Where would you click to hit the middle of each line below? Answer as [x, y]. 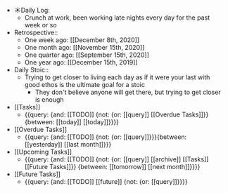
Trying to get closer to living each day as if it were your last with [117, 77]
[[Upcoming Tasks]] [43, 152]
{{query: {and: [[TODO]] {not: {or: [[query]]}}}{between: [106, 137]
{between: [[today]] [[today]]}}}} [72, 122]
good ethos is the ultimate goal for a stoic [85, 85]
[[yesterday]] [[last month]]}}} [68, 144]
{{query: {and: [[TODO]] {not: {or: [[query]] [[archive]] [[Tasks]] [116, 159]
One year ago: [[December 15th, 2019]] [81, 62]
